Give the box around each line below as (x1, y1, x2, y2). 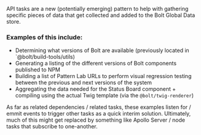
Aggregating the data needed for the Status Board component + (15, 85, 176, 93)
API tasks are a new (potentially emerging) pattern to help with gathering (6, 5, 189, 12)
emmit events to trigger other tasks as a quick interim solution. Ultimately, (6, 110, 191, 117)
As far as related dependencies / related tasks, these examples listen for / (6, 104, 191, 111)
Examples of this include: (6, 33, 83, 41)
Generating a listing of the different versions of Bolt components (15, 60, 177, 67)
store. (6, 18, 21, 25)
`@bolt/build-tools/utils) (15, 53, 75, 61)
